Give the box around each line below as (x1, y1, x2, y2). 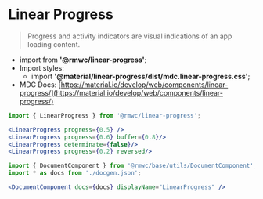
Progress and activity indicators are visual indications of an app (27, 31, 232, 41)
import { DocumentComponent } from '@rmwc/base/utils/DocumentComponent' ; (8, 162, 258, 170)
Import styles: (19, 63, 64, 72)
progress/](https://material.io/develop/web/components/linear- (19, 88, 223, 97)
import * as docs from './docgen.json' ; (8, 169, 142, 177)
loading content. (27, 39, 81, 49)
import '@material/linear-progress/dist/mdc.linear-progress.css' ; (31, 71, 250, 81)
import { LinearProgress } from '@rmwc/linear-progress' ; (8, 111, 201, 119)
